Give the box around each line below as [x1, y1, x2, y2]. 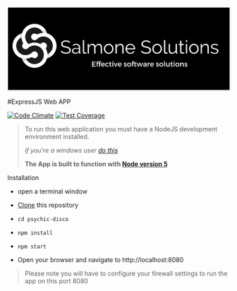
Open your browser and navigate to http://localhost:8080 [17, 255, 184, 263]
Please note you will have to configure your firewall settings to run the [24, 269, 228, 278]
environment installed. [24, 132, 90, 141]
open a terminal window [17, 186, 88, 196]
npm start [17, 243, 47, 250]
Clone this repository [17, 201, 79, 209]
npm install [17, 229, 53, 237]
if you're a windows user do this [24, 145, 119, 154]
